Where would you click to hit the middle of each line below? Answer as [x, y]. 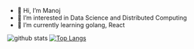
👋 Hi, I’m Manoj [39, 11]
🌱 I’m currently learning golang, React [71, 25]
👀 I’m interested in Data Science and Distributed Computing [102, 18]
